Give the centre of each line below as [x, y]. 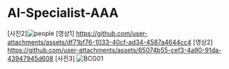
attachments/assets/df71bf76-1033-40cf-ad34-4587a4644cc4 [100, 42]
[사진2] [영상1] [41, 33]
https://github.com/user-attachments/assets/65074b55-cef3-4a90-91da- [114, 50]
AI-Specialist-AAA [63, 13]
